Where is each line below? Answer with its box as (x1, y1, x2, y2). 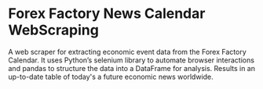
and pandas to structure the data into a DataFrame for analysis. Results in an (8, 63, 256, 73)
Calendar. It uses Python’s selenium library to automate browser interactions (8, 55, 255, 65)
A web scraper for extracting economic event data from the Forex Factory (8, 47, 247, 56)
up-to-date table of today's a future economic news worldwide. (8, 72, 214, 81)
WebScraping (8, 21, 100, 39)
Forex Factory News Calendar (8, 5, 206, 23)
